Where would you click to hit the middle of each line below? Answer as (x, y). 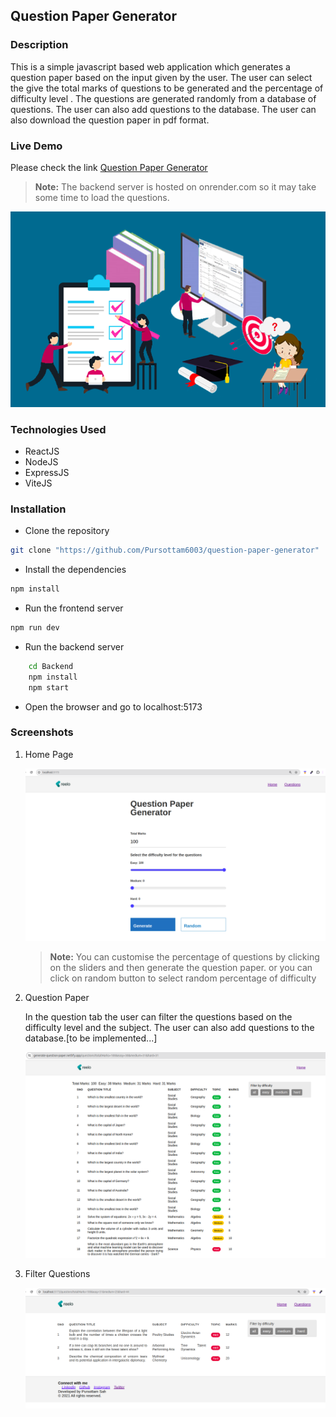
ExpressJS (47, 472)
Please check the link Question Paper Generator (109, 167)
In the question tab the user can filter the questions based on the (158, 1016)
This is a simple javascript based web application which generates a (150, 66)
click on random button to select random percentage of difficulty (183, 978)
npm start (49, 687)
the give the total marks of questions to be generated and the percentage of (167, 88)
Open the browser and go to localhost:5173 (113, 706)
